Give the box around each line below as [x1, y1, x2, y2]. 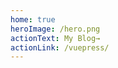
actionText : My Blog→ [10, 33, 101, 43]
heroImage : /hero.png [10, 24, 101, 34]
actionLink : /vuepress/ [10, 42, 110, 53]
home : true [10, 14, 56, 25]
